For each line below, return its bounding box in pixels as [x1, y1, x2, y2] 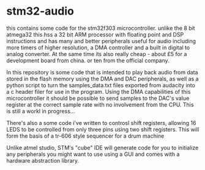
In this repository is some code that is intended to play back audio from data [6, 68, 198, 76]
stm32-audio [6, 4, 75, 18]
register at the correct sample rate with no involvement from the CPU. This [6, 101, 194, 108]
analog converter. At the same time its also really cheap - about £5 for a [6, 50, 187, 57]
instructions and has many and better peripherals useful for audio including [6, 37, 196, 44]
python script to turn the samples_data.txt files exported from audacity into [6, 81, 196, 89]
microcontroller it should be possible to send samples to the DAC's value [6, 94, 190, 102]
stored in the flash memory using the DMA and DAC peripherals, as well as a [6, 75, 199, 82]
